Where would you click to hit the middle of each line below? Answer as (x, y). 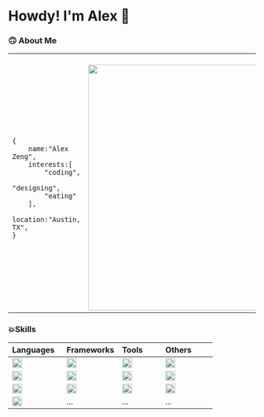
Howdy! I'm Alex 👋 (69, 16)
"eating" (60, 196)
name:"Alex (48, 148)
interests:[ (50, 164)
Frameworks (90, 349)
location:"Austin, (46, 219)
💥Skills (22, 330)
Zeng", (24, 156)
